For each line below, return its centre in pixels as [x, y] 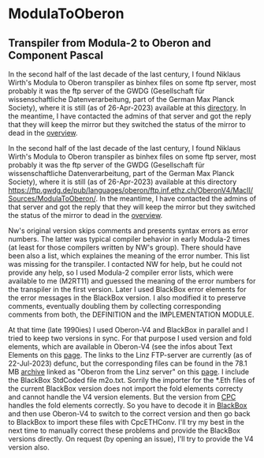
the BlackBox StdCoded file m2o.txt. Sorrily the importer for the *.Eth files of [132, 380]
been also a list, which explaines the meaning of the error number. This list [129, 256]
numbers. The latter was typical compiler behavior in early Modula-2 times [129, 239]
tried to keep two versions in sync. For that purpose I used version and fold [130, 338]
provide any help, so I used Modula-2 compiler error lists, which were [121, 272]
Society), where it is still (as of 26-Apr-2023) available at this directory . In [127, 108]
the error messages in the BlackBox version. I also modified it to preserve [127, 298]
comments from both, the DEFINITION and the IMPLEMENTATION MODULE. [131, 314]
